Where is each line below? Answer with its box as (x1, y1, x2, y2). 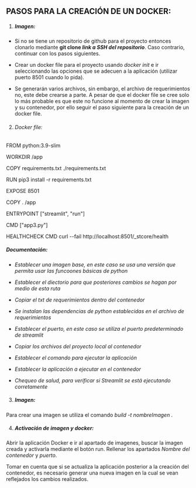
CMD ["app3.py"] (6, 221, 48, 228)
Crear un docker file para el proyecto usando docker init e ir (14, 62, 159, 69)
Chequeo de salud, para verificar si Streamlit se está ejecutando (14, 377, 171, 384)
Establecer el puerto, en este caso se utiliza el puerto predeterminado (14, 325, 184, 332)
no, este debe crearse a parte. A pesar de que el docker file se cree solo (14, 91, 190, 99)
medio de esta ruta (14, 284, 61, 292)
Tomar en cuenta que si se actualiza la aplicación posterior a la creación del (6, 463, 189, 470)
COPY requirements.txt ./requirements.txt (6, 164, 106, 171)
